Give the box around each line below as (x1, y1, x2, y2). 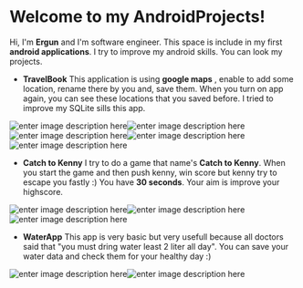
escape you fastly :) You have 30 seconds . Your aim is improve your (22, 176, 280, 188)
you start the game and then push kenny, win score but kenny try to (22, 167, 277, 178)
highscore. (22, 186, 64, 197)
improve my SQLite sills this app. (22, 102, 146, 113)
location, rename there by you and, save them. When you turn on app (22, 83, 284, 94)
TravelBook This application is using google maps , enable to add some (22, 73, 294, 84)
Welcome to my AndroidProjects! (9, 6, 266, 27)
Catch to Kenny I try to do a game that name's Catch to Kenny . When (22, 157, 286, 168)
